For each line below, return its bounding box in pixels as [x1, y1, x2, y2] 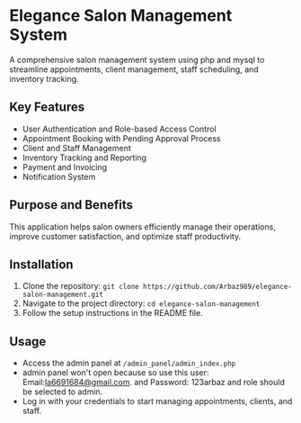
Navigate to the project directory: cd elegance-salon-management [22, 298, 261, 309]
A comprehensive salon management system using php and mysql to [9, 54, 265, 65]
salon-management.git [22, 290, 103, 300]
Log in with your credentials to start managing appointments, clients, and [22, 396, 293, 407]
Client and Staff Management [22, 142, 132, 153]
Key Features [9, 100, 85, 115]
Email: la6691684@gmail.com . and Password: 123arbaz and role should [22, 377, 285, 388]
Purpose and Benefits [9, 197, 133, 212]
